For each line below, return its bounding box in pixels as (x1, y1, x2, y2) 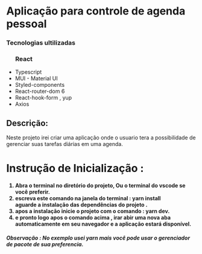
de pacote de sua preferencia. (6, 240, 84, 248)
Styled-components (14, 81, 65, 89)
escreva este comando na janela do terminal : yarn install (14, 195, 161, 202)
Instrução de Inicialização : (6, 162, 144, 176)
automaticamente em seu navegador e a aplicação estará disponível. (14, 220, 192, 227)
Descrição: (6, 118, 48, 128)
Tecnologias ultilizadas (6, 39, 75, 47)
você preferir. (14, 188, 50, 195)
